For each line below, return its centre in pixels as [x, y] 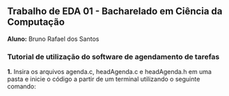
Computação [36, 22]
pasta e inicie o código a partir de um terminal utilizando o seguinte [104, 79]
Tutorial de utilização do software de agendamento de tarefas [113, 57]
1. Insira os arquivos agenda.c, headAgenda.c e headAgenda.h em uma [110, 72]
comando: [22, 86]
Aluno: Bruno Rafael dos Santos [53, 39]
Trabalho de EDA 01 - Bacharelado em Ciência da [115, 11]
